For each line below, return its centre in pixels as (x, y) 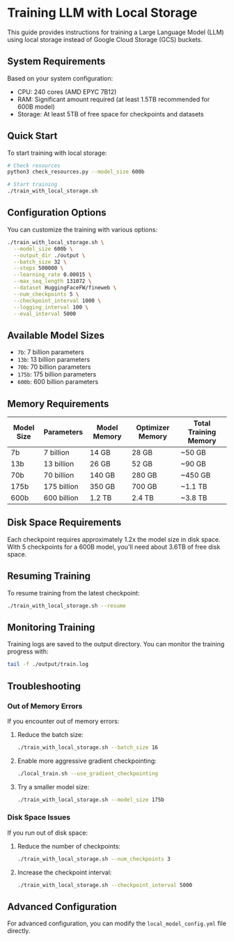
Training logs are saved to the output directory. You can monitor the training (116, 644)
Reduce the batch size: (50, 734)
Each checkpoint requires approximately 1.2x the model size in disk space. (114, 539)
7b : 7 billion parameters (51, 352)
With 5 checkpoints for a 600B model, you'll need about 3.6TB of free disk (114, 547)
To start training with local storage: (57, 153)
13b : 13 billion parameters (54, 360)
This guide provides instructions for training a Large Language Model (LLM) (116, 32)
